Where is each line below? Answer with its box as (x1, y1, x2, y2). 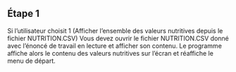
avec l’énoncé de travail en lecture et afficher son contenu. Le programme (7, 41, 222, 50)
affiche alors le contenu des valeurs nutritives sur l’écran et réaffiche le (7, 49, 213, 57)
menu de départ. (7, 56, 56, 65)
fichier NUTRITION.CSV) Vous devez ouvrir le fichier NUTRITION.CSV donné (7, 34, 229, 42)
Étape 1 (7, 8, 40, 20)
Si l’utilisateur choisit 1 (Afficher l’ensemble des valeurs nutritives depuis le (7, 26, 223, 35)
